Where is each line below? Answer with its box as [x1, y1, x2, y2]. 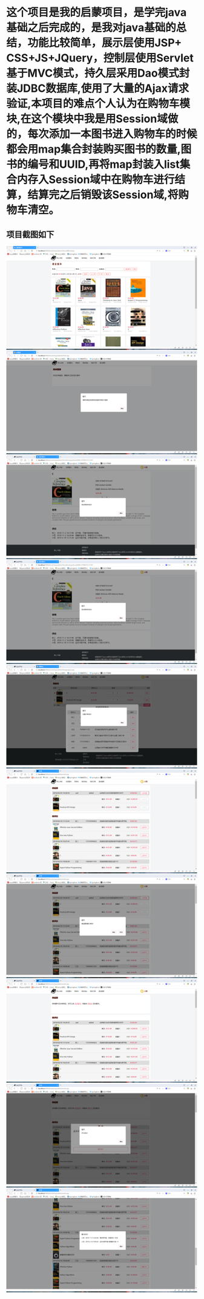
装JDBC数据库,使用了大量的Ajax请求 [6, 81, 189, 95]
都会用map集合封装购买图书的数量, [6, 142, 181, 156]
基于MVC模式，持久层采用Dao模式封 [6, 66, 190, 80]
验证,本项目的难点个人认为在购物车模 [6, 97, 191, 111]
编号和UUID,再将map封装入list [27, 157, 180, 171]
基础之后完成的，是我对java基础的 [6, 21, 177, 35]
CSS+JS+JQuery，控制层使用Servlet [6, 51, 194, 65]
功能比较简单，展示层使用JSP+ [27, 36, 182, 50]
